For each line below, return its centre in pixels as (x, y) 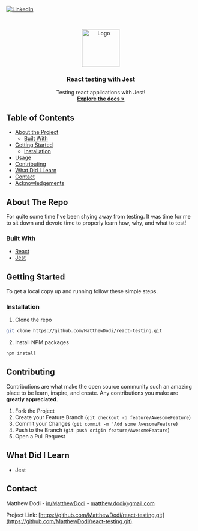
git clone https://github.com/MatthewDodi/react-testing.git (84, 331)
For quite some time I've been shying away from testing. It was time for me (98, 216)
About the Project (37, 132)
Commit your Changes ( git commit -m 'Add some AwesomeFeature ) (96, 423)
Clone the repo (33, 320)
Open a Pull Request (40, 436)
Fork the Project (35, 411)
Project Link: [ (23, 515)
